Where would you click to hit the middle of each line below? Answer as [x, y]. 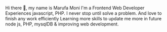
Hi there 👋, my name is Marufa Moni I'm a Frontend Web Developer [75, 8]
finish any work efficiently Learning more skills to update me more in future [83, 19]
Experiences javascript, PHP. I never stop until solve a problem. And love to [83, 13]
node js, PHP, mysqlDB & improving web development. [62, 24]
